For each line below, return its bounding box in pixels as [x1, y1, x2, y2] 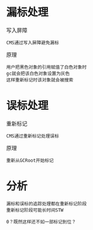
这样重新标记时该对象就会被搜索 [6, 76, 74, 83]
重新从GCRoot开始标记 [6, 157, 54, 163]
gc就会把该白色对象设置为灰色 [6, 70, 70, 76]
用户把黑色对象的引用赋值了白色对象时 [6, 64, 87, 70]
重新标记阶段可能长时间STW [6, 207, 64, 213]
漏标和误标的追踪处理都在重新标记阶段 [6, 200, 87, 207]
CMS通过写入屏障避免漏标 [6, 40, 59, 46]
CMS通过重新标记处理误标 [6, 133, 59, 139]
